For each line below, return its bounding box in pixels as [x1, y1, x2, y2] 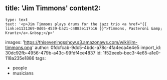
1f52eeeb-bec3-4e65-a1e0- [102, 49, 161, 55]
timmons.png [5, 44, 33, 50]
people [12, 64, 28, 70]
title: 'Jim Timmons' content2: [5, 4, 101, 12]
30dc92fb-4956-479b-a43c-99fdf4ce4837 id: [5, 49, 102, 55]
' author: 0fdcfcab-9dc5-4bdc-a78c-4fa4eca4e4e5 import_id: [32, 44, 161, 50]
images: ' [5, 39, 24, 45]
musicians [12, 70, 34, 76]
